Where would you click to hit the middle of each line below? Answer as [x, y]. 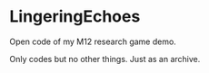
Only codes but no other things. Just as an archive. [105, 59]
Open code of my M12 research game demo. [93, 41]
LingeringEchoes [75, 17]
